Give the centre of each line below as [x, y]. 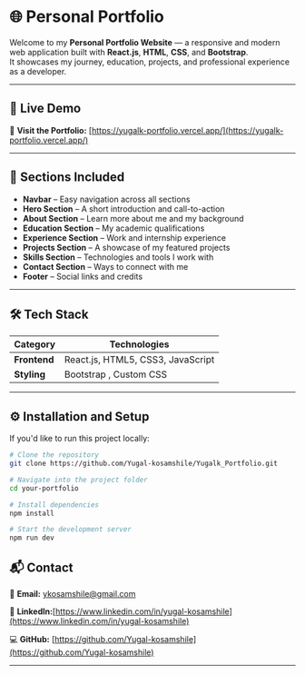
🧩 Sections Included [67, 178]
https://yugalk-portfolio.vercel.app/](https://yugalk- [187, 130]
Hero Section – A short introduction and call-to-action [123, 208]
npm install [32, 513]
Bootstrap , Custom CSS [116, 374]
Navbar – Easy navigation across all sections [106, 199]
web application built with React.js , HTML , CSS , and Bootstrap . [129, 52]
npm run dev [32, 538]
